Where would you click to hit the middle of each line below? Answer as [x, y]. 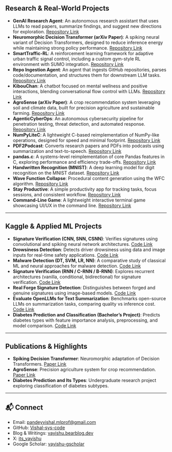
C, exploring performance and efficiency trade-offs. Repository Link [84, 162]
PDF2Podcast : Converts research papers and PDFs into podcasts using [88, 146]
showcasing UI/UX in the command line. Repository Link [72, 205]
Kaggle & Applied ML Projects [54, 226]
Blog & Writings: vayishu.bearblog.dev [53, 433]
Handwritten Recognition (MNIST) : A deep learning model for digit [83, 167]
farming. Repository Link [39, 113]
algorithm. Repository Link [40, 184]
